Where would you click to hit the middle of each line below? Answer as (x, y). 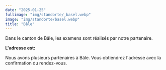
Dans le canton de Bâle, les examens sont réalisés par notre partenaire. (79, 38)
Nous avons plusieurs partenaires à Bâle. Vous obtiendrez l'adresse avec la (83, 58)
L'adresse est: (20, 48)
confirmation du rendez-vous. (36, 63)
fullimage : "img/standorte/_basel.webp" (48, 15)
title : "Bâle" (20, 24)
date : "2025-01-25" (26, 10)
